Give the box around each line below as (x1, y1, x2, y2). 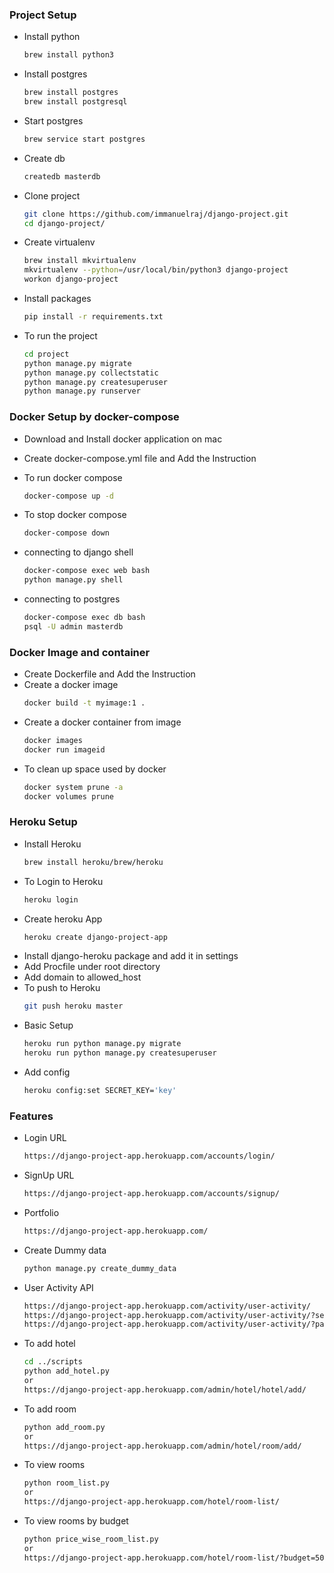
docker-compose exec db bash (23, 613, 146, 623)
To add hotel (23, 1338, 76, 1350)
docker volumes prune (23, 791, 114, 802)
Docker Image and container (9, 645, 151, 659)
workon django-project (23, 274, 119, 285)
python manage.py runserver (23, 386, 141, 397)
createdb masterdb (23, 171, 101, 182)
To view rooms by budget (23, 1515, 129, 1527)
